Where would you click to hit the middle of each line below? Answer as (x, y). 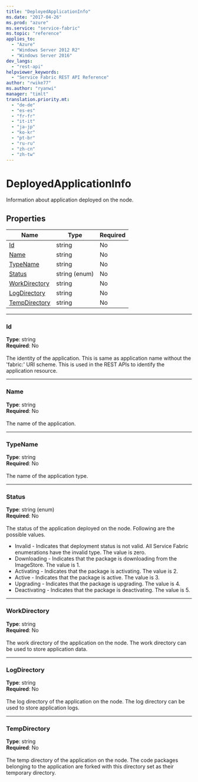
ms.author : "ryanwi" (32, 89)
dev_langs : (19, 61)
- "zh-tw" (23, 154)
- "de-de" (23, 105)
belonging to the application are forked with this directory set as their (90, 767)
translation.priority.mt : (38, 99)
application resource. (32, 371)
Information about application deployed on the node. (70, 200)
